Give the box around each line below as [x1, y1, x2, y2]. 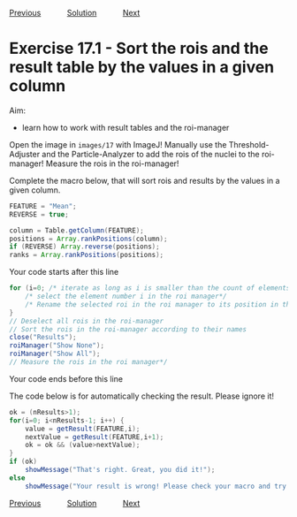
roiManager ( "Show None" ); [9, 341, 104, 350]
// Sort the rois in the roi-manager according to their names [9, 324, 247, 334]
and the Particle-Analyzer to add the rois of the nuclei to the [42, 148, 261, 159]
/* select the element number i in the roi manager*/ [25, 292, 227, 301]
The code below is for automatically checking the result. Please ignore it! [9, 391, 274, 401]
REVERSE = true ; [9, 209, 69, 219]
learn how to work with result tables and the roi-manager [21, 122, 230, 133]
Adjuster [9, 148, 41, 159]
